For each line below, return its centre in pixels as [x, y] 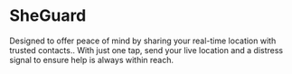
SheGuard [48, 16]
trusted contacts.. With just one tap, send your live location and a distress [146, 50]
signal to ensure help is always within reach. [92, 60]
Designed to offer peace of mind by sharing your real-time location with [143, 41]
